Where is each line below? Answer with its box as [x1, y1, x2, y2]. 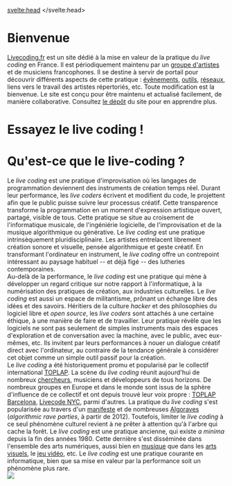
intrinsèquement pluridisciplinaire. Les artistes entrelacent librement [7, 235, 202, 244]
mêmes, [7, 339, 30, 347]
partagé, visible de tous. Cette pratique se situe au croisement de [7, 213, 194, 221]
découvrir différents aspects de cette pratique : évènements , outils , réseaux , [7, 75, 226, 83]
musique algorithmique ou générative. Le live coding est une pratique [7, 228, 206, 237]
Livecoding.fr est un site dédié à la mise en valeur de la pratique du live [7, 53, 211, 61]
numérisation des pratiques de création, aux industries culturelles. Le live [7, 287, 216, 296]
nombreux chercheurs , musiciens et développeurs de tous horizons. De [7, 376, 212, 384]
